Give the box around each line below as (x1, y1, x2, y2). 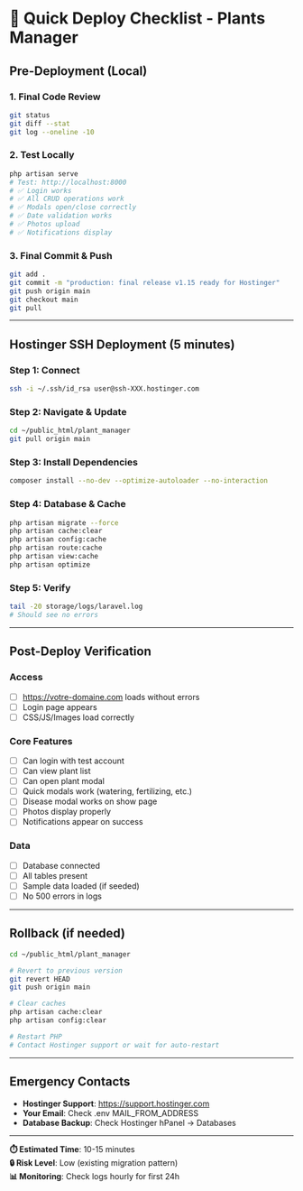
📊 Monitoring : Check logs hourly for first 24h (9, 1170, 180, 1181)
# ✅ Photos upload (9, 220, 80, 229)
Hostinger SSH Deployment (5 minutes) (9, 337, 236, 352)
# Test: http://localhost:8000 (9, 178, 127, 187)
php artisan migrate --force (9, 518, 119, 527)
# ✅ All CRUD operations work (9, 194, 124, 204)
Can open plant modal (22, 776, 106, 787)
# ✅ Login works (9, 186, 72, 195)
